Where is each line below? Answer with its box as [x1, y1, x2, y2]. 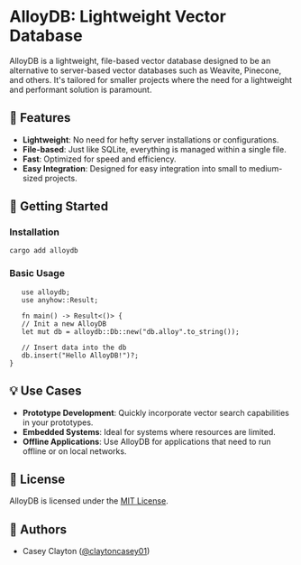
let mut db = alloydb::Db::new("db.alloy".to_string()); [21, 327, 241, 336]
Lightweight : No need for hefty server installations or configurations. [22, 134, 279, 145]
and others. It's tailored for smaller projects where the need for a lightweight [9, 74, 293, 85]
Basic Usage [9, 267, 66, 280]
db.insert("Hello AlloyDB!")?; [21, 350, 140, 360]
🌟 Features [9, 110, 71, 125]
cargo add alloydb [9, 246, 78, 255]
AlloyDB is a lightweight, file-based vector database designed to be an [9, 55, 271, 66]
